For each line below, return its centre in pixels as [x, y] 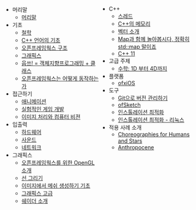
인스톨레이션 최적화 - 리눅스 [151, 120]
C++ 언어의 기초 [41, 40]
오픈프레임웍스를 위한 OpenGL [58, 163]
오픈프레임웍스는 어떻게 [49, 78]
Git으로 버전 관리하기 [143, 98]
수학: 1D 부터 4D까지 [142, 69]
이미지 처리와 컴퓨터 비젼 [51, 117]
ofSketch [129, 105]
